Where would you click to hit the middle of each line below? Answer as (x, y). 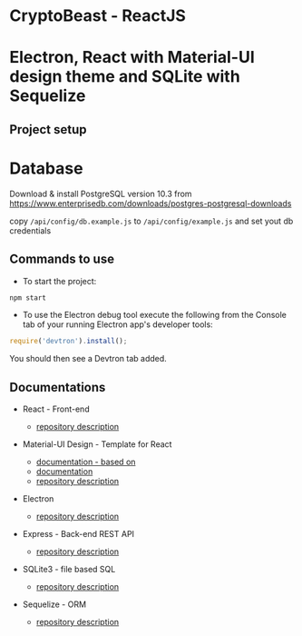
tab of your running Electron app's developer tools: (117, 324)
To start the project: (59, 281)
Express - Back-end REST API (78, 534)
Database (46, 168)
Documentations (58, 387)
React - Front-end (56, 409)
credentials (30, 230)
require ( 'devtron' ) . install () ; (68, 342)
